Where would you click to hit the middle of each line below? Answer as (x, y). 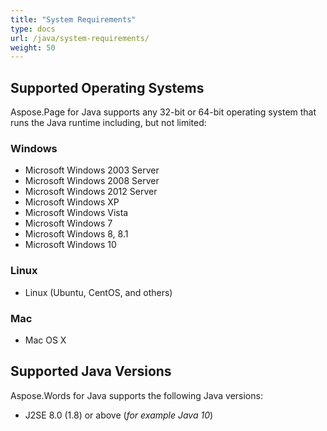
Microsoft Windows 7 (68, 223)
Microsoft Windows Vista (76, 213)
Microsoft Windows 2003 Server (92, 170)
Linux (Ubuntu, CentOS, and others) (98, 292)
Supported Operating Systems (107, 87)
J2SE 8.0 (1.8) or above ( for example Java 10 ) (119, 415)
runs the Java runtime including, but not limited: (108, 123)
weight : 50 (33, 47)
